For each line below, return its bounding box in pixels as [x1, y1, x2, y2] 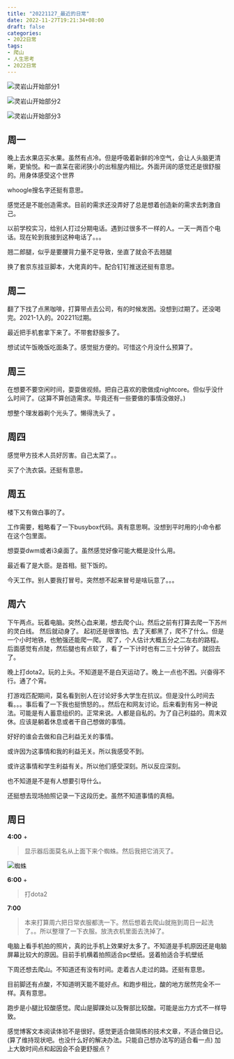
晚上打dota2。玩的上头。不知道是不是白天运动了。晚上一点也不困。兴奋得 [7, 667, 219, 676]
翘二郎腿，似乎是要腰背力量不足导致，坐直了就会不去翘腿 [7, 248, 172, 256]
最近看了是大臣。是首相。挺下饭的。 [7, 561, 111, 569]
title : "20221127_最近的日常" [7, 10, 90, 17]
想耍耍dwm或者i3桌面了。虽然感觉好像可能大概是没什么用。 [7, 546, 180, 555]
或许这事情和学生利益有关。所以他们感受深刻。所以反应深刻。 [7, 762, 185, 770]
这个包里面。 [13, 531, 50, 540]
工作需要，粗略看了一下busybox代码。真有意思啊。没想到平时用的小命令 [7, 523, 215, 531]
